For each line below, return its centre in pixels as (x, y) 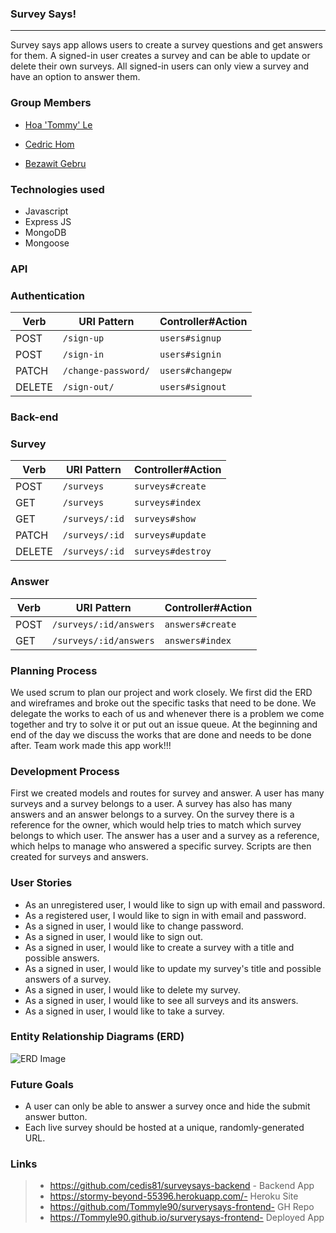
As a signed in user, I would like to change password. (134, 926)
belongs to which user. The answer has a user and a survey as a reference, (165, 836)
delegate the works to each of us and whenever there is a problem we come (167, 713)
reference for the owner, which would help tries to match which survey (156, 825)
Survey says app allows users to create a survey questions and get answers (166, 45)
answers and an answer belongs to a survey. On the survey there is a (152, 814)
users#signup (190, 338)
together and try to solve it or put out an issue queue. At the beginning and (164, 724)
